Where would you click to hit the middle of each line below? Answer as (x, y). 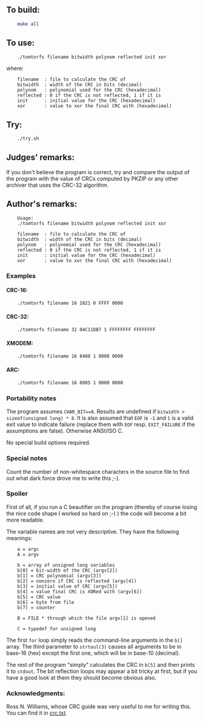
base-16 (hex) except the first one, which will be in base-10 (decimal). (93, 653)
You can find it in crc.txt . (37, 713)
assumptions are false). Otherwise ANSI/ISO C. (65, 431)
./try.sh (28, 139)
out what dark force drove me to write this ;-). (63, 478)
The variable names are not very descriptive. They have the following (93, 531)
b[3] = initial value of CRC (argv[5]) (68, 586)
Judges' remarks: (40, 157)
